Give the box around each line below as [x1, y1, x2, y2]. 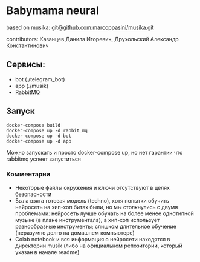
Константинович [6, 42, 50, 49]
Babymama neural [6, 4, 100, 18]
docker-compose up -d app [6, 138, 71, 144]
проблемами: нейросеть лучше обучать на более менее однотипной [15, 210, 195, 217]
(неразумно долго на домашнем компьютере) [15, 229, 135, 237]
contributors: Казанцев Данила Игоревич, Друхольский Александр [6, 35, 179, 42]
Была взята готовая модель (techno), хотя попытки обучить [15, 196, 169, 204]
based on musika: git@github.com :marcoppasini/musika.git [6, 24, 154, 31]
